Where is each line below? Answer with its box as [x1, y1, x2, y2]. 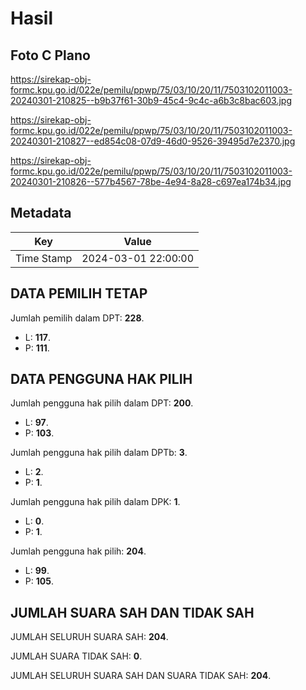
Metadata [10, 205, 72, 222]
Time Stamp [15, 251, 73, 265]
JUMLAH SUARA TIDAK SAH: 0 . [10, 650, 143, 662]
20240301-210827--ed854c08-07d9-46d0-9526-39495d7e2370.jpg [10, 135, 296, 147]
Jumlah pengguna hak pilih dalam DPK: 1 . [10, 496, 181, 508]
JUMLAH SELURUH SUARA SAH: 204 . [10, 631, 169, 643]
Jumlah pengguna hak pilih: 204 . [10, 545, 147, 557]
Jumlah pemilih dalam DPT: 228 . [10, 312, 145, 324]
